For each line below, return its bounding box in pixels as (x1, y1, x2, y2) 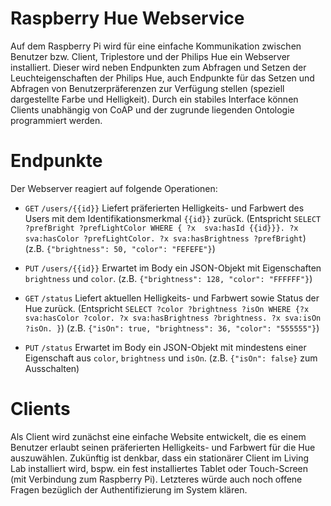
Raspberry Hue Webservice (10, 7, 245, 30)
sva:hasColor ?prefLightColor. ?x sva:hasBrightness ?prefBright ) (24, 232, 307, 244)
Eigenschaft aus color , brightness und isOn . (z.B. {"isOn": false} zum (24, 352, 318, 364)
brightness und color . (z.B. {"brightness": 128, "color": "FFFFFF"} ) (24, 272, 313, 284)
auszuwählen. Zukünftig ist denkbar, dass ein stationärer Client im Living (10, 452, 310, 464)
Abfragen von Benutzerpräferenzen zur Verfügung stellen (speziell (10, 82, 285, 94)
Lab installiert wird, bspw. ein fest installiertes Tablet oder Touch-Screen (10, 462, 309, 474)
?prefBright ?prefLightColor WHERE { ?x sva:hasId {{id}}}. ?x (24, 223, 299, 233)
